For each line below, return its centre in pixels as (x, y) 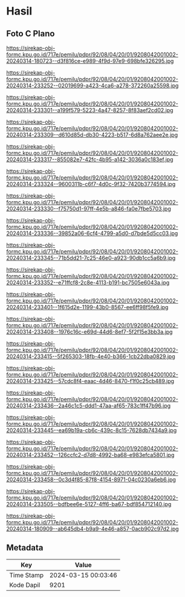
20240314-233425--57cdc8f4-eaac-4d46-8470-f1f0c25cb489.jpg (90, 381)
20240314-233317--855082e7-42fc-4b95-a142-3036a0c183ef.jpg (90, 159)
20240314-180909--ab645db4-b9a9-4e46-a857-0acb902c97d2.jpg (93, 529)
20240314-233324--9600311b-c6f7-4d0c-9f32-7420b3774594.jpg (91, 184)
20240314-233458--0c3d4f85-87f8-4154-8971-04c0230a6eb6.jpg (91, 479)
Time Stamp (27, 575)
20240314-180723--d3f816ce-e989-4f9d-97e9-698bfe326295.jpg (90, 61)
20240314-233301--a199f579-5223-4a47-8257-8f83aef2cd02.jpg (90, 110)
